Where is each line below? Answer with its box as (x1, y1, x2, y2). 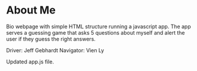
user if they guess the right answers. (6, 35, 96, 42)
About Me (6, 4, 56, 17)
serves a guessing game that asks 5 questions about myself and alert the (6, 29, 185, 36)
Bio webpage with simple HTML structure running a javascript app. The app (6, 23, 191, 30)
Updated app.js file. (6, 58, 55, 65)
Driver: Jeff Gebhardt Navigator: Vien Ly (6, 46, 104, 53)
